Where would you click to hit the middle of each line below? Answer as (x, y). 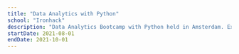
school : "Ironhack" (36, 20)
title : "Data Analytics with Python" (63, 14)
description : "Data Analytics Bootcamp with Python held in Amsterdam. (116, 27)
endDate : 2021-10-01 (38, 40)
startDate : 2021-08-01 (41, 33)
